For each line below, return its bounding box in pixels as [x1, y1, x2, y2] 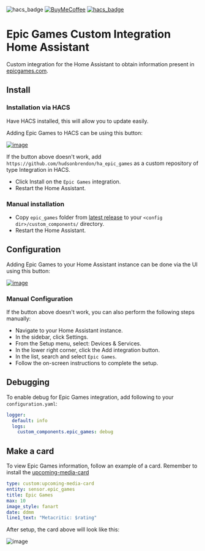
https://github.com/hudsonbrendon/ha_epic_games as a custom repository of [6, 160, 199, 167]
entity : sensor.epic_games [6, 487, 75, 493]
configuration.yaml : [6, 399, 58, 407]
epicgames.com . [6, 67, 49, 74]
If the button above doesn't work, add [6, 153, 102, 160]
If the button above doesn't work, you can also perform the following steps [6, 309, 195, 316]
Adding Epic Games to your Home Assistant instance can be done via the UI [6, 261, 198, 268]
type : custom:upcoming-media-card [6, 480, 95, 487]
